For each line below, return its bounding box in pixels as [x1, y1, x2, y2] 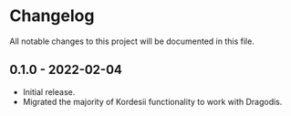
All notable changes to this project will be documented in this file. [9, 36, 255, 47]
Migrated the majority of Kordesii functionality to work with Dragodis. [22, 96, 283, 107]
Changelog [9, 5, 95, 26]
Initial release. [22, 86, 76, 97]
